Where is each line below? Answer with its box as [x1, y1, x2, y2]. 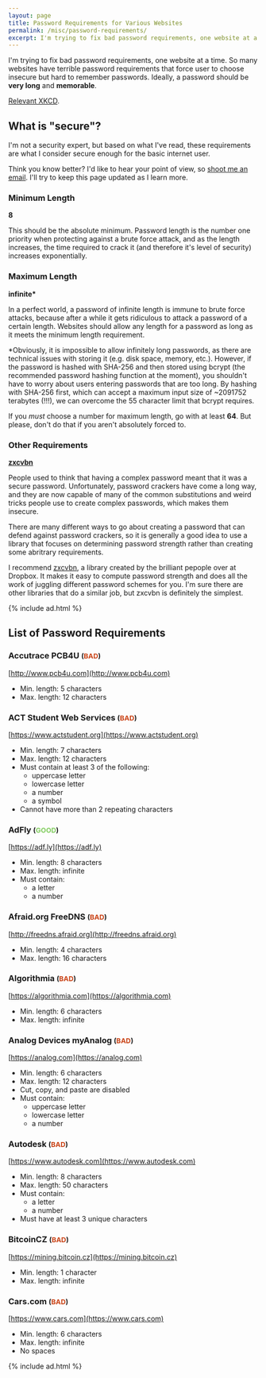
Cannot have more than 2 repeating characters [19, 804, 173, 814]
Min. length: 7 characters [19, 745, 102, 755]
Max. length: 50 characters [19, 1180, 109, 1190]
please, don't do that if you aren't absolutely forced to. [8, 419, 187, 429]
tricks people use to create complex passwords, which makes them [8, 498, 229, 508]
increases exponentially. [8, 251, 87, 261]
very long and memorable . [8, 81, 97, 91]
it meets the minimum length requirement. [8, 330, 145, 339]
